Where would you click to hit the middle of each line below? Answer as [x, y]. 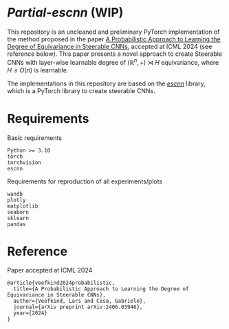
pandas [17, 224]
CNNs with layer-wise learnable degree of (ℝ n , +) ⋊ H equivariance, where [113, 61]
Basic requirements [34, 138]
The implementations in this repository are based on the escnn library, [107, 83]
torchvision [24, 162]
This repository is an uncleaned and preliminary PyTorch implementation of [113, 32]
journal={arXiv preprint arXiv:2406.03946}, [78, 307]
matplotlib [23, 206]
